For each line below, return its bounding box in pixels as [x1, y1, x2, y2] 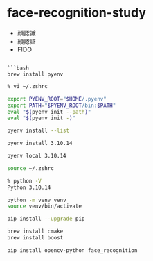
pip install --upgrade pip [7, 215, 85, 223]
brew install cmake [7, 228, 64, 235]
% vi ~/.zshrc [7, 83, 48, 90]
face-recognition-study [7, 5, 147, 21]
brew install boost [7, 235, 64, 242]
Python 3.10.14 [7, 184, 51, 191]
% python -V [7, 177, 42, 185]
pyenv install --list [7, 127, 70, 135]
